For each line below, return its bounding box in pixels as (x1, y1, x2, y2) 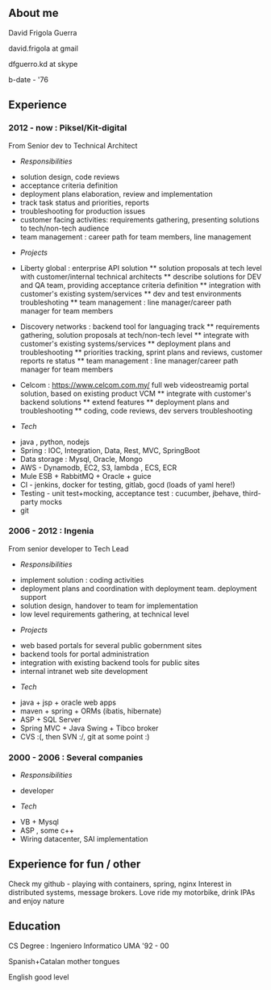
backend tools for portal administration (19, 649, 149, 659)
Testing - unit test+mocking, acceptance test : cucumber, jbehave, (19, 488, 241, 498)
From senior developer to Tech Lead (8, 543, 129, 553)
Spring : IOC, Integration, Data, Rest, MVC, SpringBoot (19, 445, 200, 455)
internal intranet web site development (19, 666, 148, 676)
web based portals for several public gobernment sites (19, 640, 202, 650)
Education (8, 919, 61, 934)
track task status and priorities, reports (19, 198, 149, 207)
